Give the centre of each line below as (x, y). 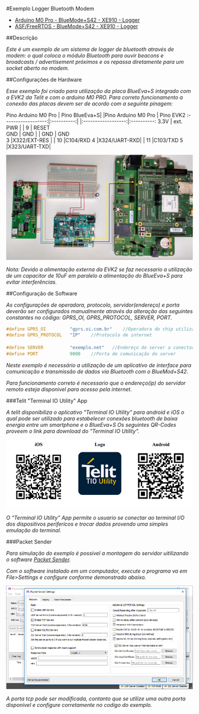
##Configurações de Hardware (44, 80)
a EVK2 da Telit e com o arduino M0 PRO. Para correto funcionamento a (95, 97)
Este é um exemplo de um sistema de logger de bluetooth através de (90, 49)
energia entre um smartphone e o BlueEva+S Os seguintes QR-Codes (91, 424)
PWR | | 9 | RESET (28, 128)
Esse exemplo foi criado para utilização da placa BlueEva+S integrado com (99, 91)
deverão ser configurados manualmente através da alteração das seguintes (99, 311)
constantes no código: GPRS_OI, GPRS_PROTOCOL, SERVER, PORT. (89, 317)
